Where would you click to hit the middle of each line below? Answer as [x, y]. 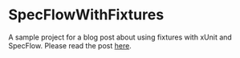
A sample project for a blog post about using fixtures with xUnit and [120, 37]
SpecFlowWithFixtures [86, 15]
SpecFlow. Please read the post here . [70, 45]
